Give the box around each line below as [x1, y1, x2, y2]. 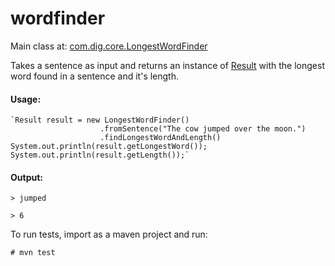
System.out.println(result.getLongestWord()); [10, 142, 208, 152]
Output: [10, 171, 43, 183]
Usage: [10, 93, 42, 105]
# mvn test [10, 248, 56, 258]
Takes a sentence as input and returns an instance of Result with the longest [10, 59, 325, 71]
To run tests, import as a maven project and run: [10, 228, 208, 241]
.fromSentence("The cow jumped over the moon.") [99, 124, 307, 134]
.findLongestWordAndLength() [99, 133, 222, 143]
